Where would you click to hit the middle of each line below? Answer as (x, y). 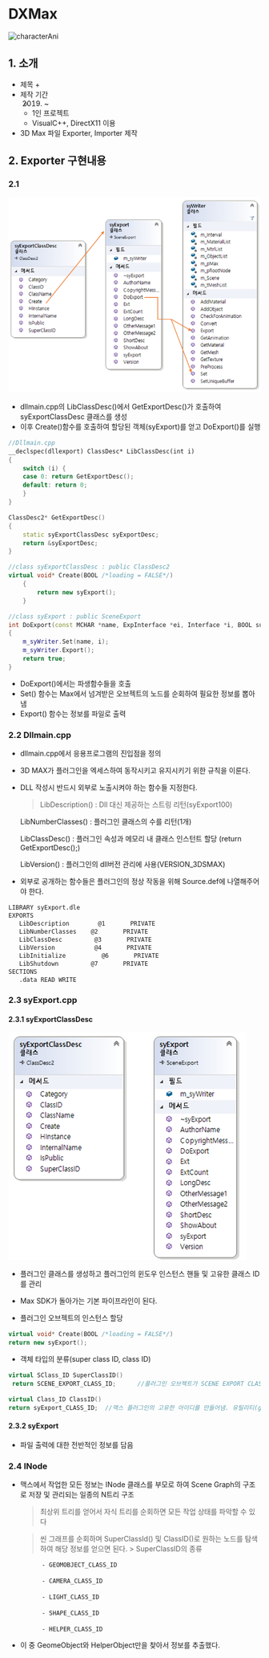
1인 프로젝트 (50, 112)
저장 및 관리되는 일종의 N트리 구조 (81, 1495)
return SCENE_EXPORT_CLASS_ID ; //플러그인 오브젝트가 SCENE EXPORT (128, 1383)
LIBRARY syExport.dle (44, 908)
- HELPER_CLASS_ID (72, 1629)
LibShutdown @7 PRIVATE (84, 964)
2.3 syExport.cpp (43, 1000)
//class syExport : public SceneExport (75, 616)
